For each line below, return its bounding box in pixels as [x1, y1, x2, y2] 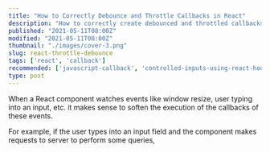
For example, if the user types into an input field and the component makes [8, 126, 257, 136]
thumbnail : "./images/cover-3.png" [8, 42, 128, 50]
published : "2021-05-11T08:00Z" [8, 27, 117, 35]
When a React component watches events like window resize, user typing [8, 93, 253, 103]
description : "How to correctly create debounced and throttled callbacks [8, 19, 264, 27]
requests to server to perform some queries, [8, 134, 155, 145]
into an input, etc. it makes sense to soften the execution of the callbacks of [8, 102, 259, 112]
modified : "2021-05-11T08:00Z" [8, 34, 113, 43]
